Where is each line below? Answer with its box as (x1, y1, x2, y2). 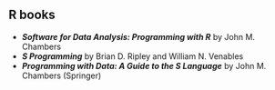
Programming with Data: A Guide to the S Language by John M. (21, 60, 267, 71)
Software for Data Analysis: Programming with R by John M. (21, 31, 256, 42)
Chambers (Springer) (21, 70, 102, 81)
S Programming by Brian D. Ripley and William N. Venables (21, 50, 244, 62)
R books (8, 7, 56, 23)
